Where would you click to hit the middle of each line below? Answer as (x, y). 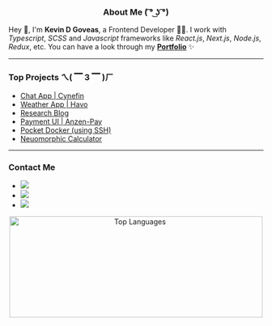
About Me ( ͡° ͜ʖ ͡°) (136, 12)
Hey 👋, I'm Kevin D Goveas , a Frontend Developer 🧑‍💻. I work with (117, 30)
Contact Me (32, 167)
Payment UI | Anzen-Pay (61, 121)
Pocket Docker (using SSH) (66, 130)
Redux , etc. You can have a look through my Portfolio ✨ (102, 47)
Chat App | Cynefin (52, 95)
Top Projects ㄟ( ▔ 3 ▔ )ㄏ (61, 78)
